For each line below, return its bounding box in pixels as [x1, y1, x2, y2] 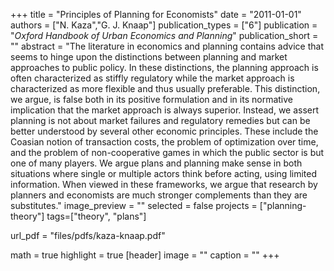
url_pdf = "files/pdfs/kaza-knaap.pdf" [10, 230, 166, 241]
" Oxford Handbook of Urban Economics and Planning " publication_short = [10, 30, 319, 41]
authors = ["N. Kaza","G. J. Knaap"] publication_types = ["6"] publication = [10, 19, 318, 31]
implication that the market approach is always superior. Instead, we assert [10, 104, 320, 116]
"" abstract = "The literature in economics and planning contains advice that [10, 40, 324, 52]
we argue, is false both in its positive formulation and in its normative [10, 94, 293, 105]
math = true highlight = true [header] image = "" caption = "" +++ [10, 249, 280, 261]
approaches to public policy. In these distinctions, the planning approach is [10, 62, 319, 73]
